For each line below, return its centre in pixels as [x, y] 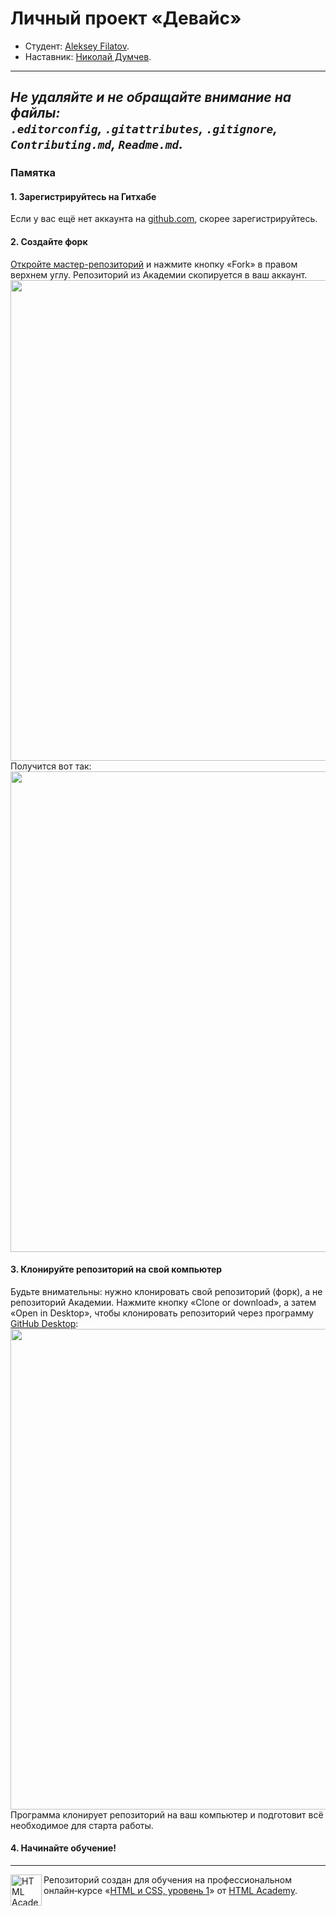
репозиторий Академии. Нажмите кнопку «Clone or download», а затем [163, 1302]
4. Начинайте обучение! [63, 1848]
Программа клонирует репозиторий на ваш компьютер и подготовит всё [167, 1814]
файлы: [35, 113]
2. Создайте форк [49, 242]
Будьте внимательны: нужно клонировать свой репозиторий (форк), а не [166, 1291]
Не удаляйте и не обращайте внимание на [151, 97]
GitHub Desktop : [44, 1323]
